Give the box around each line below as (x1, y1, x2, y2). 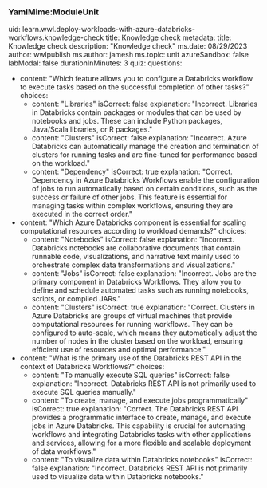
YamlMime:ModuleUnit (8, 6, 100, 18)
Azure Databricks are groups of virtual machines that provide (31, 311, 233, 321)
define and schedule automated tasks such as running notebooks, (31, 285, 249, 295)
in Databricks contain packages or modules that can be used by (31, 108, 241, 117)
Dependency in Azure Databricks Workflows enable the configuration (31, 175, 260, 185)
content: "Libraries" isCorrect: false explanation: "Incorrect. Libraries (31, 99, 257, 109)
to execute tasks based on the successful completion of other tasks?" (19, 82, 249, 92)
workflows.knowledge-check (8, 33, 104, 42)
